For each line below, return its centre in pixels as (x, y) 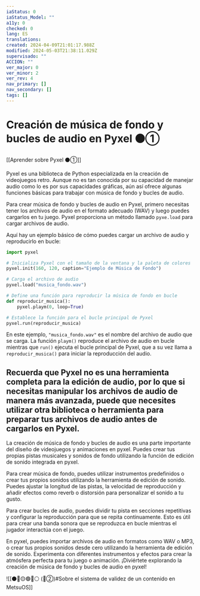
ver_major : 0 (22, 67)
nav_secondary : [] (29, 90)
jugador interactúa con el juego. (45, 530)
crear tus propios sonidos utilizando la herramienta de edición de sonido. (96, 480)
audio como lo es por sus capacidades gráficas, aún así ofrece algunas (94, 186)
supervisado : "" (26, 56)
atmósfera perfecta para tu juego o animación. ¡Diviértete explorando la (94, 561)
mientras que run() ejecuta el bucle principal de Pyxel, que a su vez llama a (99, 347)
